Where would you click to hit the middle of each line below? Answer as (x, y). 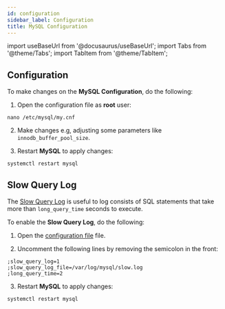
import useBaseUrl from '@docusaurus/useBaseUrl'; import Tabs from (107, 46)
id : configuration (33, 13)
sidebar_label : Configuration (51, 20)
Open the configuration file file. (61, 236)
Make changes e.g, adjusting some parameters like (89, 130)
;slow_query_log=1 (33, 261)
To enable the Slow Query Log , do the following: (76, 222)
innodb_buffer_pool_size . (54, 138)
